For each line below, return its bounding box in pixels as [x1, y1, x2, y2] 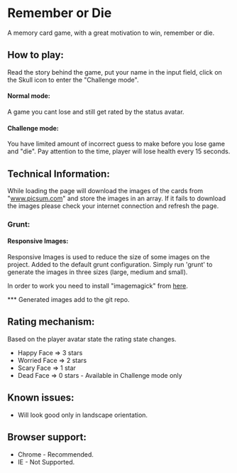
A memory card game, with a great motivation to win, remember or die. [7, 28, 215, 37]
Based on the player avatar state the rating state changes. [7, 335, 177, 343]
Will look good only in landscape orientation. [17, 411, 148, 419]
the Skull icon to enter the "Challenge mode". [7, 75, 139, 84]
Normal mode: [7, 92, 51, 100]
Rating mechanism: [7, 316, 95, 328]
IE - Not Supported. [17, 457, 75, 466]
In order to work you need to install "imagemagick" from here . [7, 282, 188, 290]
